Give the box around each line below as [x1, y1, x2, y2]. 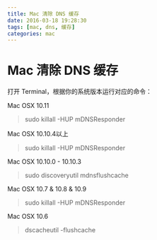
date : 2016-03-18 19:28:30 [7, 17, 87, 24]
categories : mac [7, 30, 55, 37]
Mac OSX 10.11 [7, 102, 50, 110]
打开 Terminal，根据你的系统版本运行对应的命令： [7, 88, 152, 96]
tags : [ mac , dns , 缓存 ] [7, 23, 76, 30]
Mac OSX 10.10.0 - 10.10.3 [7, 157, 81, 166]
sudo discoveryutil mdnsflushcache [24, 171, 129, 180]
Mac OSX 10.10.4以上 [7, 130, 69, 138]
